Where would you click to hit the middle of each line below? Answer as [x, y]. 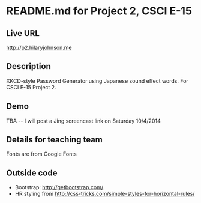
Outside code [32, 173]
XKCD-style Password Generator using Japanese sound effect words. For [97, 81]
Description [28, 66]
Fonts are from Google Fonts [41, 154]
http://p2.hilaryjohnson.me [39, 47]
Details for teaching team [55, 140]
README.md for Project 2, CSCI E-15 [99, 11]
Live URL [23, 33]
